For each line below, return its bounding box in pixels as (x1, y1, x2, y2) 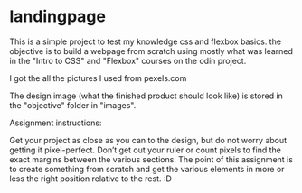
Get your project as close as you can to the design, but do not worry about (9, 134, 288, 145)
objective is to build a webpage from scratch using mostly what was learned (9, 45, 294, 56)
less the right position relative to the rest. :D (9, 173, 172, 184)
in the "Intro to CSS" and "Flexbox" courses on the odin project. (9, 55, 247, 66)
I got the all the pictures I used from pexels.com (9, 72, 187, 83)
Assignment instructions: (9, 117, 102, 128)
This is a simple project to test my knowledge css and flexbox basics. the (9, 36, 282, 47)
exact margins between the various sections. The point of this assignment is (9, 153, 294, 164)
